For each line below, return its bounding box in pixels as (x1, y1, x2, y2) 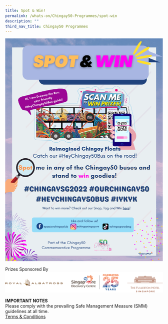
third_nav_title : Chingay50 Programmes (5, 24, 88, 29)
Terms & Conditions (5, 314, 46, 320)
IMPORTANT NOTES (5, 298, 48, 304)
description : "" (5, 18, 39, 23)
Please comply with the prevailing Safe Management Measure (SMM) (5, 303, 148, 309)
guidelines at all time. (5, 309, 49, 314)
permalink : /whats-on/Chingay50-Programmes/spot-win (5, 13, 117, 18)
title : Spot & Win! (5, 8, 46, 13)
